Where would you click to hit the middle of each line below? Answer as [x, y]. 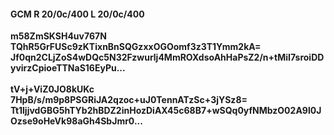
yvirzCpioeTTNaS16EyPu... [68, 68]
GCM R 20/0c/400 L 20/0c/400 [77, 14]
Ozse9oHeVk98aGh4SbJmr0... [76, 121]
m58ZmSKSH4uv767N [58, 36]
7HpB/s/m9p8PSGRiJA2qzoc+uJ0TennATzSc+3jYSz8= [129, 100]
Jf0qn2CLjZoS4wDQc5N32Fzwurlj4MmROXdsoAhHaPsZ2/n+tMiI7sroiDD [167, 57]
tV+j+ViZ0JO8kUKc [52, 89]
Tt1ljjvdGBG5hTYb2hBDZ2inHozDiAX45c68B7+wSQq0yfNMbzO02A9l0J [166, 111]
